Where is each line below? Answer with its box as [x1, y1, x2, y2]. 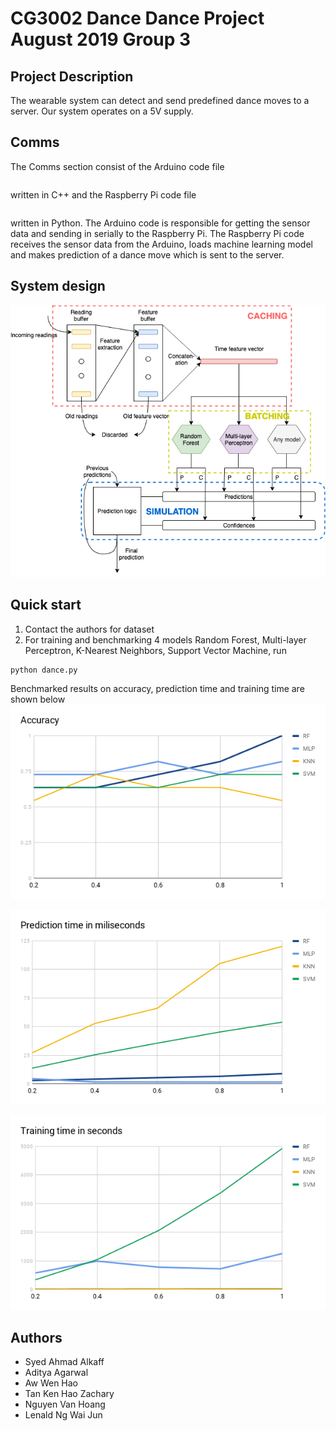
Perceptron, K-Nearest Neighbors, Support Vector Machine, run [24, 644, 287, 656]
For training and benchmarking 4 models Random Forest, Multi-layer [24, 633, 307, 646]
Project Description [10, 68, 134, 85]
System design [10, 278, 106, 295]
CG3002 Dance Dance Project [10, 7, 265, 30]
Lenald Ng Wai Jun [24, 1409, 103, 1421]
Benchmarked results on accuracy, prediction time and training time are [10, 682, 305, 694]
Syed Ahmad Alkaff [24, 1356, 105, 1368]
